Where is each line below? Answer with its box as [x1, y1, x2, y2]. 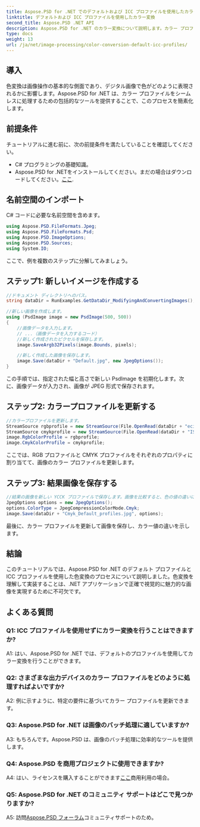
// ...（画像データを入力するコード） [17, 331, 99, 337]
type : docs [6, 31, 33, 37]
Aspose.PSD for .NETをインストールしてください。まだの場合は [14, 168, 171, 176]
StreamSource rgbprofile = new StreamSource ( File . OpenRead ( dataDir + [6, 423, 183, 429]
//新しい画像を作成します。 [6, 309, 64, 315]
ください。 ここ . [35, 176, 74, 183]
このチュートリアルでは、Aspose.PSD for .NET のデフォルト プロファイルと [6, 566, 192, 573]
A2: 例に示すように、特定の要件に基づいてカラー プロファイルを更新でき [6, 697, 185, 704]
